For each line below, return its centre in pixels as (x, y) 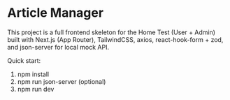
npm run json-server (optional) (62, 81)
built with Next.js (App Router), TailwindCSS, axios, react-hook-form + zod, (115, 39)
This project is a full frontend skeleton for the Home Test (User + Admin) (111, 32)
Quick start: (24, 60)
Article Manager (55, 13)
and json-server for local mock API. (58, 47)
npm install (33, 74)
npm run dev (36, 89)
